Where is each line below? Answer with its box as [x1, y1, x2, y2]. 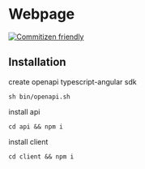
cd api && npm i [8, 123, 63, 131]
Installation [8, 55, 66, 69]
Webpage [8, 5, 75, 24]
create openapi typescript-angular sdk [8, 76, 137, 86]
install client [8, 136, 49, 146]
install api [8, 106, 41, 116]
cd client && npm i [8, 152, 75, 161]
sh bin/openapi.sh [8, 93, 70, 101]
